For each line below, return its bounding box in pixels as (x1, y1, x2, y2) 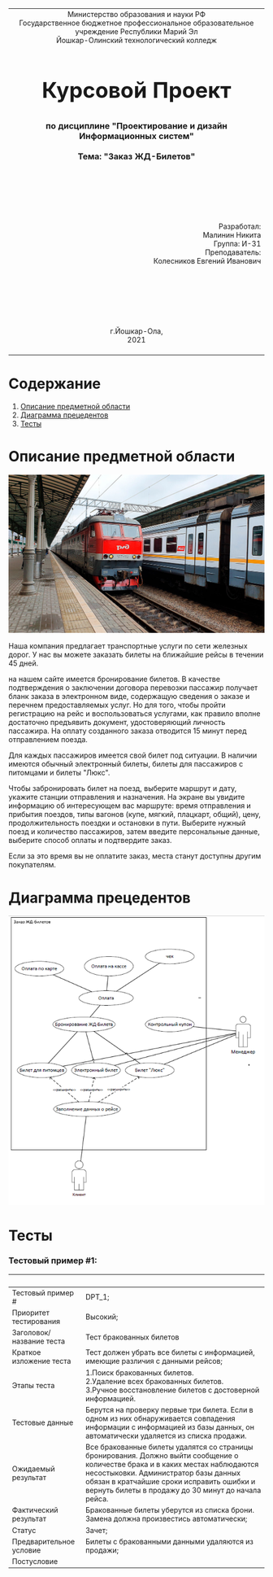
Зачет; (84, 1525, 108, 1535)
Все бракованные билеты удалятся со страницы (84, 1442, 253, 1452)
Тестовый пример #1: (8, 1255, 97, 1266)
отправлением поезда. (8, 735, 88, 745)
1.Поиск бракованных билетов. (84, 1367, 194, 1378)
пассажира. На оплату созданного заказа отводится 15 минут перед (8, 726, 247, 736)
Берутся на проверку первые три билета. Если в (84, 1404, 253, 1414)
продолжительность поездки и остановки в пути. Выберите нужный (8, 818, 246, 828)
